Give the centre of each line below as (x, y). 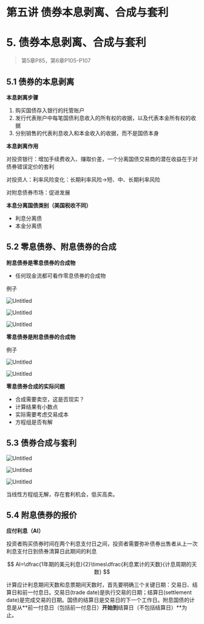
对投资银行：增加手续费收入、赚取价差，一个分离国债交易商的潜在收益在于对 (102, 159)
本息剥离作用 (22, 146)
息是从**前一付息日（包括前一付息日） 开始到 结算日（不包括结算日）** (94, 608)
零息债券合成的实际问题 (36, 386)
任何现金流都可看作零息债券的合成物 (60, 276)
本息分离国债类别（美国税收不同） (49, 205)
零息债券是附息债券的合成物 (41, 337)
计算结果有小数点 (36, 407)
